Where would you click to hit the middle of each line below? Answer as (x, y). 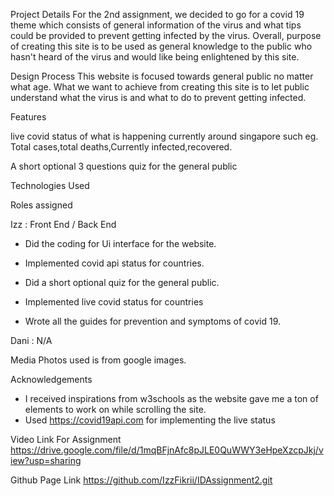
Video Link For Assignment (66, 439)
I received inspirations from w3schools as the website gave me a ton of (171, 398)
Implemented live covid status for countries (114, 302)
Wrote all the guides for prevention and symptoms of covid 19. (153, 321)
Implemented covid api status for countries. (114, 263)
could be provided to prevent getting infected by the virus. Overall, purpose (166, 35)
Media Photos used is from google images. (98, 360)
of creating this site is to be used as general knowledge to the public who (161, 46)
